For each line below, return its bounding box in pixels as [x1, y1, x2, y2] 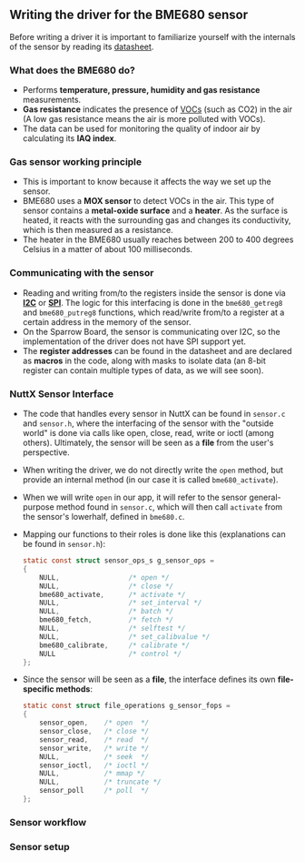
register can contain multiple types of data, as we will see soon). [22, 364, 264, 376]
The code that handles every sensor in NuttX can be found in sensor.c [22, 409, 286, 419]
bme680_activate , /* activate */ [39, 590, 186, 599]
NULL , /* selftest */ [39, 624, 186, 633]
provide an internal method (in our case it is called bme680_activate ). [22, 474, 279, 485]
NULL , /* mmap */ [39, 769, 145, 778]
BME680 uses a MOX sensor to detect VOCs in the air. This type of [22, 196, 275, 207]
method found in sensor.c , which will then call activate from [55, 502, 283, 512]
